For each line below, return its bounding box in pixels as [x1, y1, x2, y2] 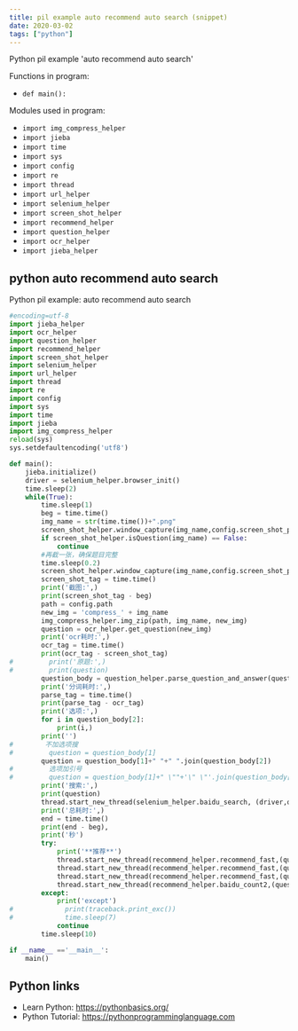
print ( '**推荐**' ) [56, 847, 122, 856]
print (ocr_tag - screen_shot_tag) [41, 649, 169, 658]
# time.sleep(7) [9, 913, 117, 923]
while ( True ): [25, 492, 74, 501]
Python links [9, 978, 80, 994]
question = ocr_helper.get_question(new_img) [41, 625, 213, 634]
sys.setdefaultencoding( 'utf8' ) [9, 444, 129, 453]
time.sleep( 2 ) [25, 484, 77, 493]
